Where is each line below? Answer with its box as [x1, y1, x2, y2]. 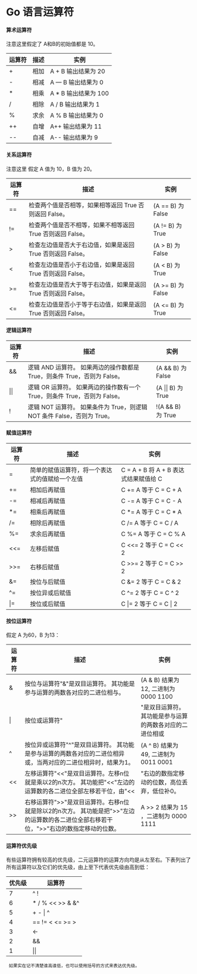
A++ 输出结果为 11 [50, 122, 102, 131]
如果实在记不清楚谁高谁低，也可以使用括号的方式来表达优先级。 [8, 963, 140, 969]
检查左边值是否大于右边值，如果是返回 [28, 241, 135, 249]
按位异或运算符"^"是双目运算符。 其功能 [24, 741, 135, 749]
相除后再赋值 [30, 519, 66, 527]
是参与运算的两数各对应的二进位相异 [24, 750, 125, 758]
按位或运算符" [24, 716, 63, 724]
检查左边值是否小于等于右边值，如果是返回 [28, 300, 147, 308]
